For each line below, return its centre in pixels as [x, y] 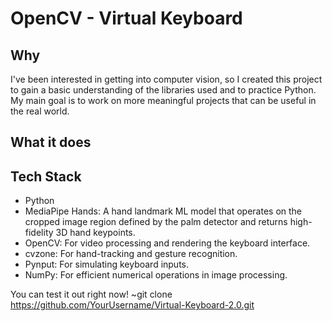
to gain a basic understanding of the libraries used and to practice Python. [163, 90]
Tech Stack [46, 176]
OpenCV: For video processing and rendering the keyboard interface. [167, 243]
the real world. [40, 111]
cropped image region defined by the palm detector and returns [156, 222]
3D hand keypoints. [95, 233]
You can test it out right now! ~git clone [91, 294]
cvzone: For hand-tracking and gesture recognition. [131, 254]
